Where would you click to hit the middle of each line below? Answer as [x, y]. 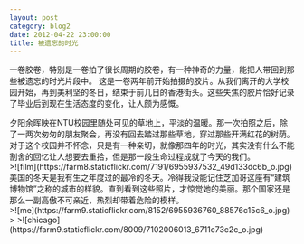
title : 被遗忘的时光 [44, 43]
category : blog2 [40, 26]
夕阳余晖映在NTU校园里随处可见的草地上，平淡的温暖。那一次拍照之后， [145, 123]
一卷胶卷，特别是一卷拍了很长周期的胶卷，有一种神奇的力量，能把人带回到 [148, 70]
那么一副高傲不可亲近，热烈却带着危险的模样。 [96, 201]
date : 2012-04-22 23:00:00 [60, 34]
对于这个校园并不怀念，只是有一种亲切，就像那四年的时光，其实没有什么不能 [152, 145]
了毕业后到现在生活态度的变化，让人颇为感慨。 [96, 104]
